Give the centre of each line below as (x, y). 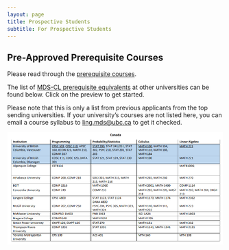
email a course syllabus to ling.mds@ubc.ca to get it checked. (95, 123)
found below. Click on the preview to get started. (76, 95)
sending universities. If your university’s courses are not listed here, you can (114, 115)
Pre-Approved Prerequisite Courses (85, 57)
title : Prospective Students (49, 22)
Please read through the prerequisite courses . (72, 74)
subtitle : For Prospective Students (59, 29)
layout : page (26, 14)
